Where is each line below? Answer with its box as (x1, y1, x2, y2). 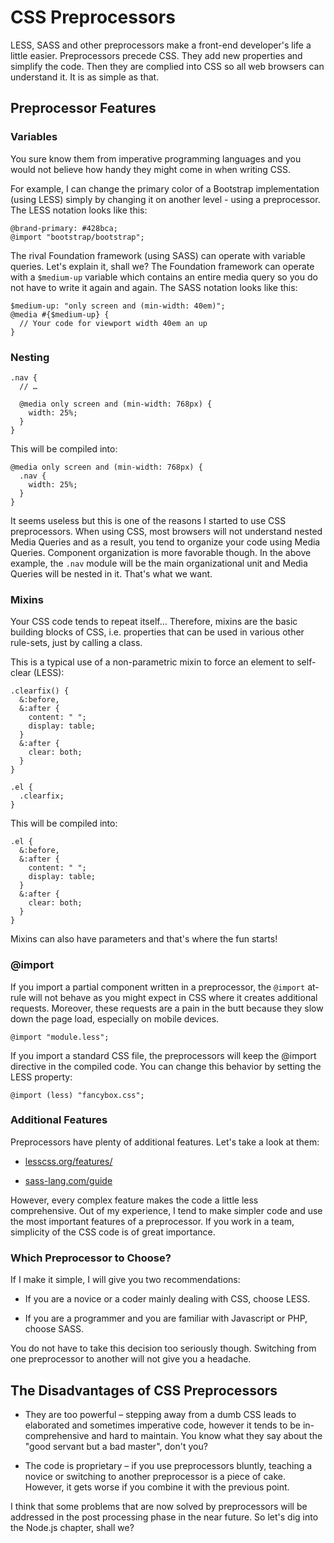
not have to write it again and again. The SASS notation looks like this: (10, 281, 298, 293)
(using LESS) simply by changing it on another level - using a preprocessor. (10, 193, 321, 205)
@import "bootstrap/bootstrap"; (10, 232, 145, 242)
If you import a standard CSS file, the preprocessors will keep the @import (10, 1049, 317, 1061)
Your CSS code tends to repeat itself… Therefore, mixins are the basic (10, 616, 298, 628)
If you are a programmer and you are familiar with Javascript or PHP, (24, 1312, 308, 1325)
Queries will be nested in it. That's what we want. (10, 567, 213, 580)
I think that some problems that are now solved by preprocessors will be (10, 1500, 308, 1512)
